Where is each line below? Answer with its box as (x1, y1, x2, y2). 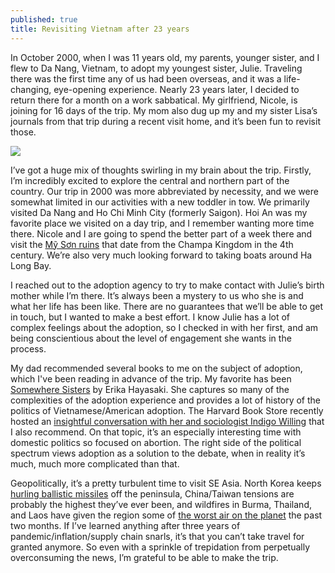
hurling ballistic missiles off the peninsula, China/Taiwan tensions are (10, 487, 295, 500)
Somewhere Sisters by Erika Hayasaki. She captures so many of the (10, 383, 290, 395)
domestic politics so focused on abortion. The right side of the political (10, 436, 302, 448)
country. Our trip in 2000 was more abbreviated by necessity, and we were (10, 185, 319, 197)
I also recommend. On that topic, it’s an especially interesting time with (10, 426, 302, 438)
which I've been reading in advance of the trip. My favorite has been (10, 372, 292, 385)
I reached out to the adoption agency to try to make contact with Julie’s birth (10, 279, 325, 291)
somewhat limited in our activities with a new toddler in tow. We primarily (10, 196, 310, 208)
